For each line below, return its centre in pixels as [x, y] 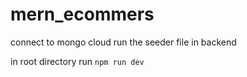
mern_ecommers [82, 14]
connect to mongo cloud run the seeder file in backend [123, 42]
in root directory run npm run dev [77, 61]
